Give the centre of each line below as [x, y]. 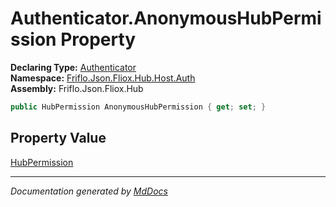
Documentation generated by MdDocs [89, 191]
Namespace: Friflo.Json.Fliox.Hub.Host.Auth [103, 78]
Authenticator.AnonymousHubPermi [166, 18]
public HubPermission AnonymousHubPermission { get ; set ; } [138, 107]
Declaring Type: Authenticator [73, 67]
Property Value [58, 138]
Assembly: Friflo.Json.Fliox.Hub [77, 88]
